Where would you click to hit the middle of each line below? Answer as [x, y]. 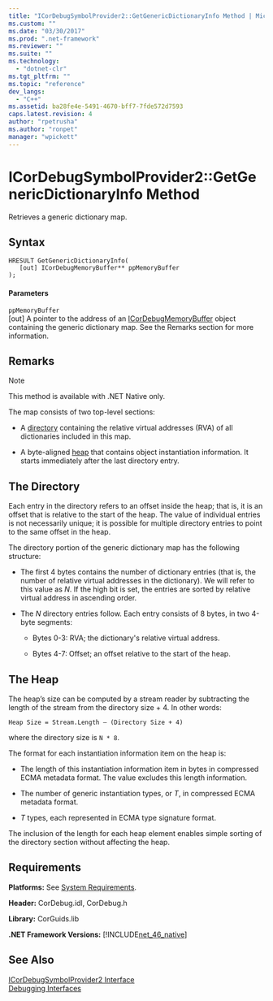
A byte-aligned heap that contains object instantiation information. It [134, 453]
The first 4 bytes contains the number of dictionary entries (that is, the [138, 572]
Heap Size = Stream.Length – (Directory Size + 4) [96, 723]
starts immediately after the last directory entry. [100, 461]
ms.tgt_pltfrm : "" [39, 76]
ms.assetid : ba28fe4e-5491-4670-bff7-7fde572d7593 [96, 106]
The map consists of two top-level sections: [82, 412]
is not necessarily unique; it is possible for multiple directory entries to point [135, 523]
